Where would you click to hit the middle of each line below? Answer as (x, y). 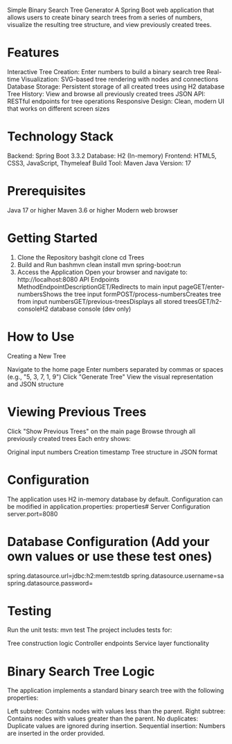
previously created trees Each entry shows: (69, 438)
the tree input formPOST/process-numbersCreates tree (142, 294)
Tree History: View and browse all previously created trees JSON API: (106, 93)
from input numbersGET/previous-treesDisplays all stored (99, 301)
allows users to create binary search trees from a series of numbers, (105, 17)
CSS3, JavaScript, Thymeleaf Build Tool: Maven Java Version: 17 (99, 163)
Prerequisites (47, 191)
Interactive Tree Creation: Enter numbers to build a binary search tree (106, 71)
